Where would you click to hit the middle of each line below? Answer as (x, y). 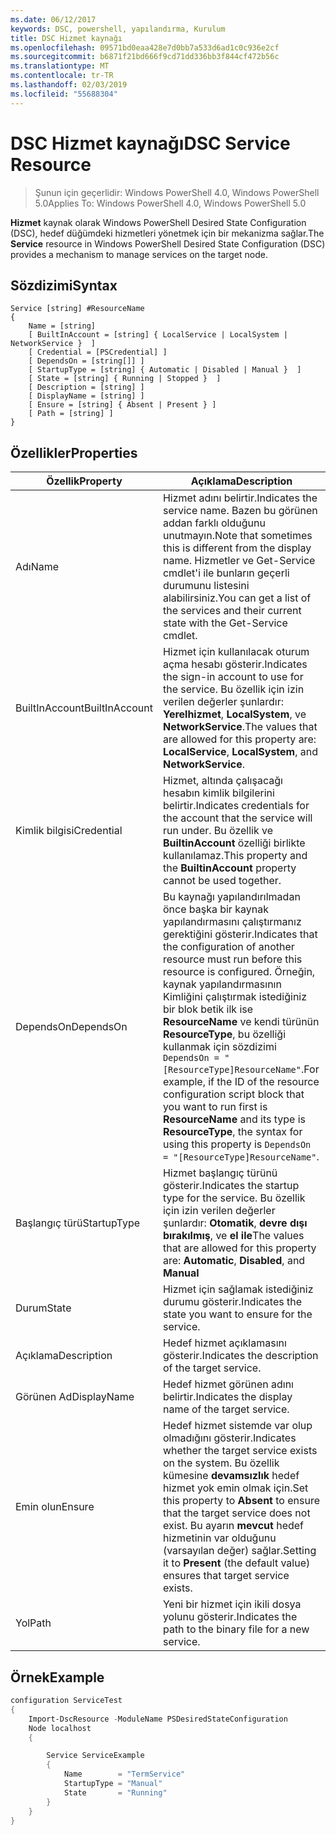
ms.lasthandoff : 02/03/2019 (69, 85)
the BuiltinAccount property (229, 868)
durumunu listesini (206, 586)
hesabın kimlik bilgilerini (218, 793)
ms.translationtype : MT (60, 66)
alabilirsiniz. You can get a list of (237, 598)
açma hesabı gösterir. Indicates (235, 664)
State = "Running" (115, 1792)
